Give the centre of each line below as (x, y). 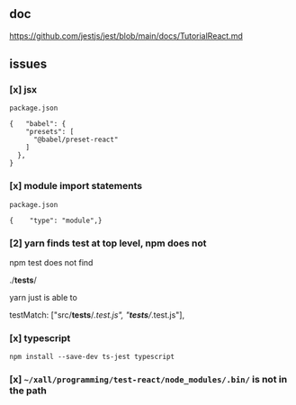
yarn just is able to (44, 297)
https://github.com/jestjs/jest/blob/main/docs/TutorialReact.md (126, 36)
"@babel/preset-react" (76, 140)
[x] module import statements (76, 186)
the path (28, 391)
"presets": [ (50, 132)
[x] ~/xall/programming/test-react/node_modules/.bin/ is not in (148, 380)
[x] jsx (23, 89)
